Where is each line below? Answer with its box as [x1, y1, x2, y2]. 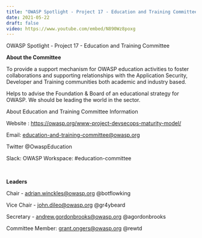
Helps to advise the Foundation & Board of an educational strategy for [6, 90, 179, 97]
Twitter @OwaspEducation [6, 143, 72, 151]
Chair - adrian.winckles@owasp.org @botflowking [6, 190, 131, 197]
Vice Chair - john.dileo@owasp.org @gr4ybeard [6, 201, 126, 208]
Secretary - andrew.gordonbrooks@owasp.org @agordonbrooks [6, 213, 167, 221]
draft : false [6, 20, 39, 26]
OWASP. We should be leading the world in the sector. [6, 96, 141, 104]
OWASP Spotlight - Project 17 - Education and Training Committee [6, 42, 170, 49]
